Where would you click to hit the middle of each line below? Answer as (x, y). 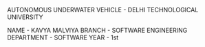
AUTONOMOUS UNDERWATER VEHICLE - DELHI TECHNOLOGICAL (103, 10)
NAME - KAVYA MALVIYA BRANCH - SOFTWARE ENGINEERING (97, 30)
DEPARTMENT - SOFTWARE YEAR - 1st (63, 37)
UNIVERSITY (25, 17)
